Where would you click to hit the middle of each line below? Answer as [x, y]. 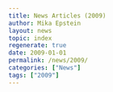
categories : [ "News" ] [45, 68]
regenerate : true [38, 46]
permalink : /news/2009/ [48, 61]
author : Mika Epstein [45, 23]
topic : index [30, 38]
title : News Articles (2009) [57, 16]
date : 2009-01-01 [38, 53]
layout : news [30, 30]
